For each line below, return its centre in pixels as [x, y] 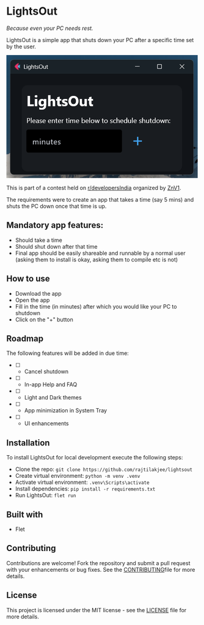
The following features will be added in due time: [68, 353]
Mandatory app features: [55, 225]
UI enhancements [46, 423]
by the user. [21, 46]
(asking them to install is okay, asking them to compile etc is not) [97, 259]
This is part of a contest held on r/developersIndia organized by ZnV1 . [94, 188]
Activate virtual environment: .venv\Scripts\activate [82, 482]
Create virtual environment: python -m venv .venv [78, 476]
